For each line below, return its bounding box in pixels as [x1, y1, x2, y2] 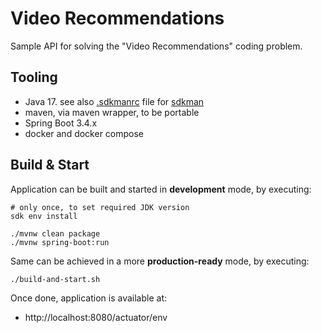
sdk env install [10, 211, 78, 221]
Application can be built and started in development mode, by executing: [10, 183, 312, 195]
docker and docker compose [24, 127, 145, 139]
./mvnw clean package [10, 228, 101, 239]
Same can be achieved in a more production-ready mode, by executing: [10, 255, 310, 267]
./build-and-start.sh [10, 274, 101, 284]
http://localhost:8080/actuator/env [24, 311, 168, 323]
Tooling [10, 69, 58, 86]
